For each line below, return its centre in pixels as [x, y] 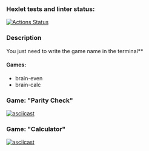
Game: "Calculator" [36, 129]
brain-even [29, 78]
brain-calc [28, 85]
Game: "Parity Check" [40, 100]
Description [24, 38]
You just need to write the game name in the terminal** [75, 51]
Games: [16, 65]
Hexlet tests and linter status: [51, 9]
